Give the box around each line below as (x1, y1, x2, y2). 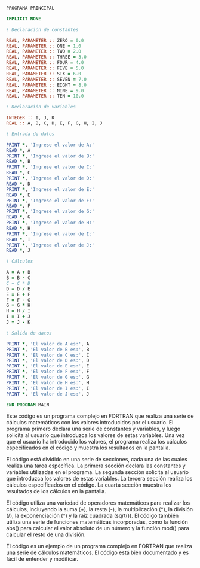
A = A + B (6, 269, 31, 275)
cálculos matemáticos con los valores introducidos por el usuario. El (6, 419, 174, 426)
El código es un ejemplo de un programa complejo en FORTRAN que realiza (6, 543, 192, 550)
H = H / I (6, 308, 31, 314)
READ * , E (6, 192, 31, 198)
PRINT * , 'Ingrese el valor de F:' (6, 198, 95, 203)
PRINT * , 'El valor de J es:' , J (6, 391, 90, 397)
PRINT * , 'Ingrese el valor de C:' (6, 164, 95, 170)
